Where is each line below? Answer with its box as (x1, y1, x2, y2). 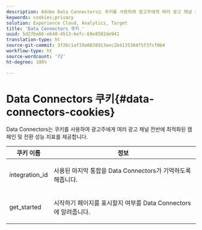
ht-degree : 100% (6, 59, 47, 65)
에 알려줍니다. (54, 208, 91, 216)
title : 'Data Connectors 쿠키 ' (6, 25, 85, 32)
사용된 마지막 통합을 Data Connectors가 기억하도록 (54, 166, 191, 175)
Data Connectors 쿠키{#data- (6, 92, 155, 106)
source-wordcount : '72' (6, 53, 66, 59)
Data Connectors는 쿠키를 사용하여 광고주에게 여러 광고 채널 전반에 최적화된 (6, 126, 186, 133)
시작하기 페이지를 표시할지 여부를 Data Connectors (54, 199, 191, 207)
